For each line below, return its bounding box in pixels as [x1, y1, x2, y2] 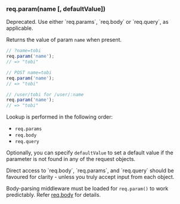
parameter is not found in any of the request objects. [6, 156, 136, 163]
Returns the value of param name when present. [6, 36, 122, 44]
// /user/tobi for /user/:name [6, 91, 84, 97]
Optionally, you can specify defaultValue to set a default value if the [6, 149, 174, 156]
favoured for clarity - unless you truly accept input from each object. [6, 174, 175, 181]
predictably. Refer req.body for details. [6, 191, 101, 199]
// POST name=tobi [6, 69, 52, 76]
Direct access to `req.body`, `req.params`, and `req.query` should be [6, 167, 174, 174]
